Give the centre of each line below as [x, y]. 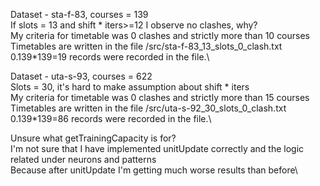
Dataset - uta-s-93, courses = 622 [81, 76]
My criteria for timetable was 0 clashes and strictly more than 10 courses [160, 35]
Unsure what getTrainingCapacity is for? [93, 138]
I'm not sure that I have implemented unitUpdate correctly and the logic [157, 148]
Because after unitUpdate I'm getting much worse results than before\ [154, 170]
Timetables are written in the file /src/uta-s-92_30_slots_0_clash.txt [148, 108]
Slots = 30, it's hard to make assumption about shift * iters [130, 87]
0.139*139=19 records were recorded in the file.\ [110, 57]
